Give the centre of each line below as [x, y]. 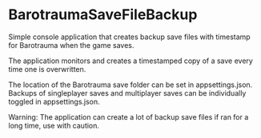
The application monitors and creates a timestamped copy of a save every [131, 61]
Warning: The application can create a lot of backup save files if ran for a [128, 116]
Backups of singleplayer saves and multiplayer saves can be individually [127, 93]
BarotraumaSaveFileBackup [103, 15]
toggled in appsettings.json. [54, 101]
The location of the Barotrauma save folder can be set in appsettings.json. [130, 85]
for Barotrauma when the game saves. [71, 45]
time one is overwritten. [47, 69]
